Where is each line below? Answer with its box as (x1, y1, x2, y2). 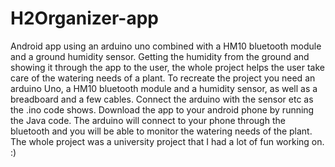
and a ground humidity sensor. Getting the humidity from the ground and (10, 50, 310, 62)
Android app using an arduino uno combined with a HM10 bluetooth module (10, 40, 322, 52)
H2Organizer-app (10, 7, 160, 30)
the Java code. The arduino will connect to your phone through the (10, 114, 286, 126)
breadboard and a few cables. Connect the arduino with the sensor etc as (10, 93, 314, 105)
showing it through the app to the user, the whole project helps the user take (10, 61, 325, 73)
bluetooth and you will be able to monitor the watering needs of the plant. (10, 125, 313, 137)
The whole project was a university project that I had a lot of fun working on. (10, 135, 325, 147)
